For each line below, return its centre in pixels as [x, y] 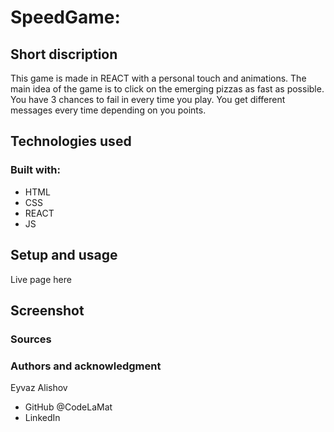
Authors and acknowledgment [86, 366]
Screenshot [47, 310]
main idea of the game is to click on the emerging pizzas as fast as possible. [167, 89]
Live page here [41, 279]
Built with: [35, 170]
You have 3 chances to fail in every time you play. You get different [148, 99]
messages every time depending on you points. [108, 110]
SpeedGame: [65, 17]
